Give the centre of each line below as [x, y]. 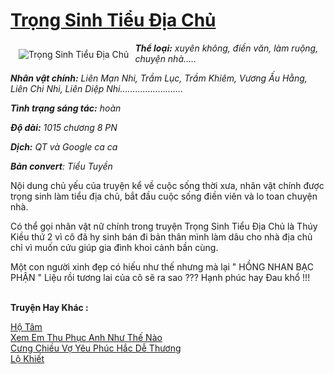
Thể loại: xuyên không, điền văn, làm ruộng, [226, 48]
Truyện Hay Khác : [49, 307]
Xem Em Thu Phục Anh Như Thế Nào [86, 337]
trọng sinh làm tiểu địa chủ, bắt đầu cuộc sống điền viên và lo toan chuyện [164, 196]
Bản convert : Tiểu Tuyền [61, 166]
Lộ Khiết [27, 358]
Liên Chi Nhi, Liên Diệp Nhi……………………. [97, 88]
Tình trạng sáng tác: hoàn [66, 108]
